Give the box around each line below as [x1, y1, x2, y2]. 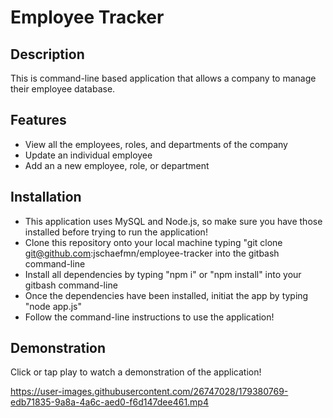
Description [10, 46, 85, 63]
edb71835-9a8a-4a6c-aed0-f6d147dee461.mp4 [10, 396, 209, 408]
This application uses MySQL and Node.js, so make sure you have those [24, 215, 323, 227]
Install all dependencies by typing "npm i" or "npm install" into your [24, 268, 302, 280]
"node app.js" [24, 300, 82, 312]
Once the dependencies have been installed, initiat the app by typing [24, 289, 309, 301]
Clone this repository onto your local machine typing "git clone [24, 236, 283, 248]
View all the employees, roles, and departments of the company [24, 138, 288, 150]
